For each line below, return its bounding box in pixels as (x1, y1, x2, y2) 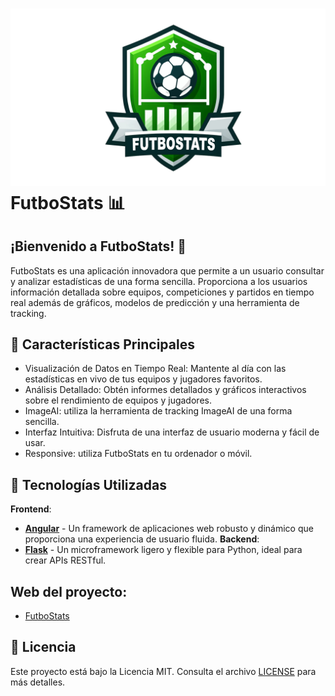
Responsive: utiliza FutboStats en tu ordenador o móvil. (24, 448, 253, 460)
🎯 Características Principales (10, 336, 195, 353)
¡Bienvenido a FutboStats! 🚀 (10, 238, 187, 255)
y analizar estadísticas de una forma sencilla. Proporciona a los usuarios (10, 275, 308, 287)
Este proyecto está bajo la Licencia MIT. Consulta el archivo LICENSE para (10, 665, 317, 677)
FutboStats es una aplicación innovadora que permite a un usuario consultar (10, 264, 325, 277)
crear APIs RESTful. (24, 554, 107, 567)
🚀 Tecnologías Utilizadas (10, 476, 167, 493)
